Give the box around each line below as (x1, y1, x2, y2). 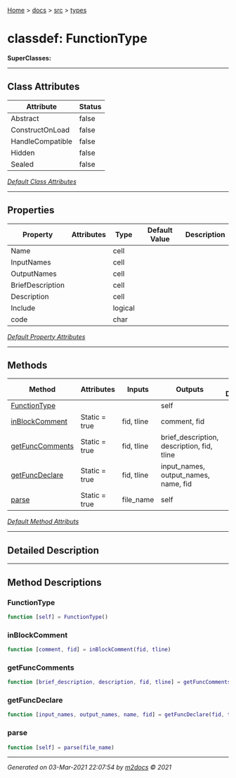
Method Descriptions (7, 576, 102, 588)
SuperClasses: (7, 53, 51, 62)
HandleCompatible (11, 136, 72, 146)
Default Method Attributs (7, 517, 79, 526)
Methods (7, 359, 48, 371)
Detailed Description (7, 544, 100, 556)
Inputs (126, 385, 150, 395)
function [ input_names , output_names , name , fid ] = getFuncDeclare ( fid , (7, 711, 225, 718)
